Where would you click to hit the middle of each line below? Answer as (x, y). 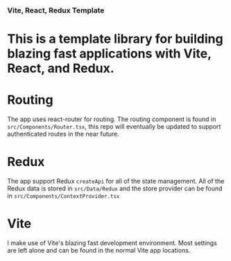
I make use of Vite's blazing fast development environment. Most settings (112, 243)
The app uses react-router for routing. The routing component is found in (112, 119)
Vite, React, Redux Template (56, 10)
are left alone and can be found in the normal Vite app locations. (99, 250)
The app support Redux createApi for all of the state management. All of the (116, 181)
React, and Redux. (61, 69)
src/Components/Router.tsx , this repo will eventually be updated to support (114, 127)
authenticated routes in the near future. (63, 134)
